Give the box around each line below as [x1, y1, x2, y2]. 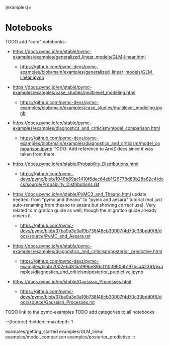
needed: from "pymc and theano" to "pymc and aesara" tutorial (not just [12, 196, 162, 203]
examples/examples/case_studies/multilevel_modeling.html [12, 89, 136, 95]
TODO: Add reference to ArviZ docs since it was [53, 145, 153, 152]
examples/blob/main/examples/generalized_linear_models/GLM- [20, 69, 154, 75]
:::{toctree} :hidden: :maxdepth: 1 [5, 318, 73, 325]
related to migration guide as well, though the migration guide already [12, 207, 157, 213]
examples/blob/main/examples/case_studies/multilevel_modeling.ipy [20, 105, 162, 111]
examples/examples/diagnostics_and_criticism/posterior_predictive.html [12, 248, 162, 254]
